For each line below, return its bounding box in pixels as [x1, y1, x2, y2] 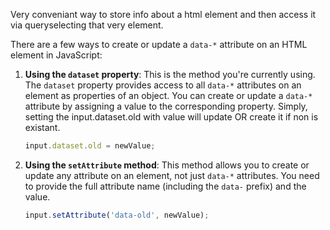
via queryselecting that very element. [10, 19, 164, 31]
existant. [24, 122, 61, 133]
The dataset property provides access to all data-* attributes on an [24, 79, 302, 91]
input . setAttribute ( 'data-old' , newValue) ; [24, 210, 210, 220]
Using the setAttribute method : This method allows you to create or [24, 159, 310, 171]
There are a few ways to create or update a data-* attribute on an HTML [10, 39, 308, 50]
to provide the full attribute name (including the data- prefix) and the [24, 180, 307, 192]
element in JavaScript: [10, 49, 103, 61]
